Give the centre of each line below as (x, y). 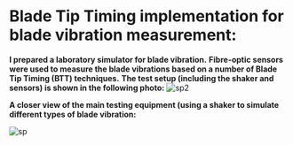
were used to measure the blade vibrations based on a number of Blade (143, 69)
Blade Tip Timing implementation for (146, 16)
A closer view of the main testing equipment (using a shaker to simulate (144, 104)
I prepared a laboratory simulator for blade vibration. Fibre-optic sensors (146, 59)
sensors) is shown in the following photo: (87, 88)
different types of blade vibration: (73, 114)
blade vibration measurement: (123, 35)
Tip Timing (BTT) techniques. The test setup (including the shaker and (142, 78)
